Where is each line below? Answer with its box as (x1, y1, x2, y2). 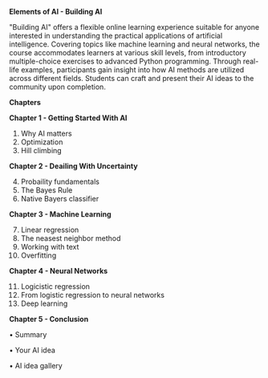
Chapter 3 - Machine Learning (9, 209, 112, 219)
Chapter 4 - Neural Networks (9, 266, 108, 275)
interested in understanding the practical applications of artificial (9, 31, 223, 40)
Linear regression (20, 225, 79, 234)
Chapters (9, 98, 41, 107)
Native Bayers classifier (20, 194, 99, 203)
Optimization (20, 137, 63, 147)
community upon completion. (9, 82, 107, 91)
